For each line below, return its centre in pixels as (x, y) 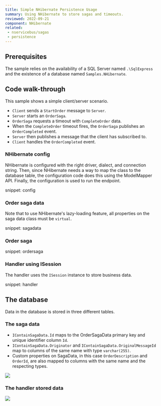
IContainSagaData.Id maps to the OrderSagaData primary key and (79, 335)
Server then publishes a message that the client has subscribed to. (79, 136)
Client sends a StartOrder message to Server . (59, 110)
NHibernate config (28, 154)
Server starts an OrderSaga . (39, 116)
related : (14, 28)
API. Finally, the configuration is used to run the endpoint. (63, 180)
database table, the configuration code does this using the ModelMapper (79, 175)
